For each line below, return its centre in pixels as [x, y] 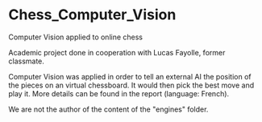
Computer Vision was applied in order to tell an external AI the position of [130, 76]
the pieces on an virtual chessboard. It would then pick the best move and [131, 85]
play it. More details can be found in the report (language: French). [119, 93]
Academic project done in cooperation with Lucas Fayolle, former [117, 52]
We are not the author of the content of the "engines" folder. [108, 109]
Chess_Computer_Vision [92, 15]
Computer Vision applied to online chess [76, 37]
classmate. [26, 61]
